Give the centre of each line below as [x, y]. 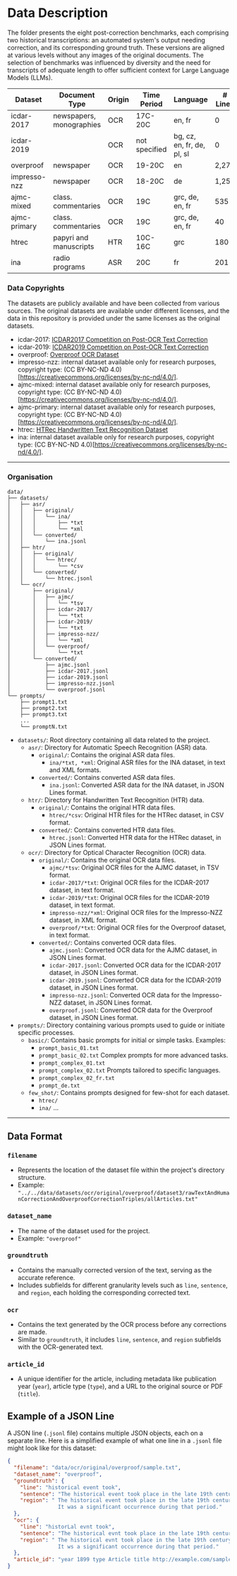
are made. [32, 1332]
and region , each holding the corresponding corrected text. [104, 1292]
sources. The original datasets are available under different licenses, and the [119, 311]
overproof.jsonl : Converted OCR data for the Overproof [131, 1010]
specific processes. [46, 1032]
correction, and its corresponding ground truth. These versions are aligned [116, 47]
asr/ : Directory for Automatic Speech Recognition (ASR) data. [118, 747]
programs [69, 266]
